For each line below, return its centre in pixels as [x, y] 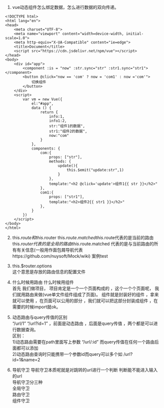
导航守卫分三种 [27, 382]
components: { [46, 149]
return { [49, 112]
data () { [41, 108]
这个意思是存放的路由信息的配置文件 [49, 272]
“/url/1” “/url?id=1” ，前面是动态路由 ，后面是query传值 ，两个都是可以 [83, 323]
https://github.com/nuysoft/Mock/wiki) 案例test [60, 256]
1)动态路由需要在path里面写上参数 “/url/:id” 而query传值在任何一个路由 [83, 342]
